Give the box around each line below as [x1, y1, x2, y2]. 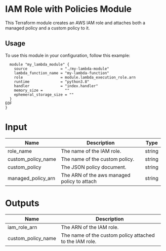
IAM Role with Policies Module [5, 3, 132, 15]
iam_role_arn [7, 223, 38, 230]
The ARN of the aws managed [61, 172, 131, 179]
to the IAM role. [61, 238, 97, 245]
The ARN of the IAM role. [61, 223, 119, 230]
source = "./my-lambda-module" [14, 66, 110, 71]
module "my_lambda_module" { [9, 62, 70, 67]
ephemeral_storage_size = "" [14, 92, 74, 97]
